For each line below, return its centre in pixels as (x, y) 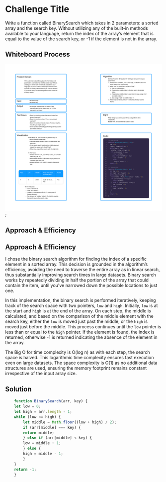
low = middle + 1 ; (42, 443)
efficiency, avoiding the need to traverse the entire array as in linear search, (83, 270)
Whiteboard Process (38, 54)
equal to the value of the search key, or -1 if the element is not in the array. (81, 39)
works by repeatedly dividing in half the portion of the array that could (77, 280)
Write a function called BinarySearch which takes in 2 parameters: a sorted (82, 23)
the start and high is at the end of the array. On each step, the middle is (78, 311)
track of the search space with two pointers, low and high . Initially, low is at (82, 306)
